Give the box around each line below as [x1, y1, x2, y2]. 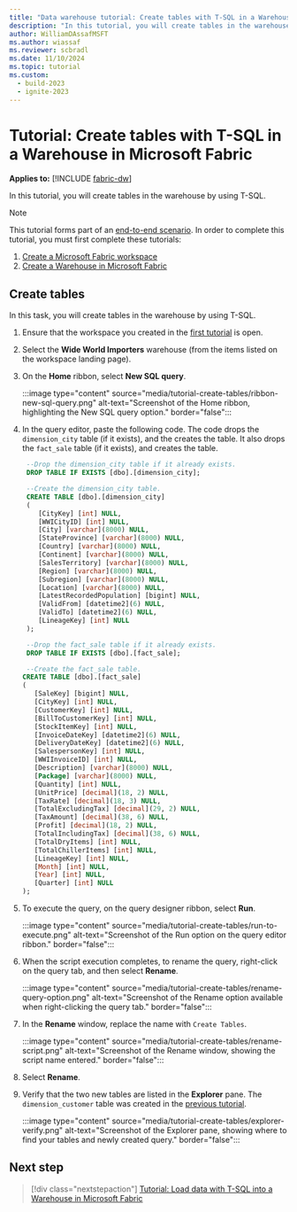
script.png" [21, 1045, 64, 1055]
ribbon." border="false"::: [21, 939, 115, 949]
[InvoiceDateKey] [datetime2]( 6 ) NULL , [34, 730, 181, 740]
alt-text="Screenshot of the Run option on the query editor [72, 929, 287, 940]
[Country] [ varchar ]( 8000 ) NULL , [38, 542, 162, 551]
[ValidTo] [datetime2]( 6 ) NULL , [38, 608, 157, 617]
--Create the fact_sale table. [26, 664, 141, 673]
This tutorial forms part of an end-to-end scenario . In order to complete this [9, 225, 285, 236]
